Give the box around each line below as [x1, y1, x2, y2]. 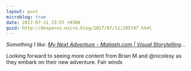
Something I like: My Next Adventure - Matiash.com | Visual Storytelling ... [6, 41, 186, 48]
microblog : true [6, 14, 46, 20]
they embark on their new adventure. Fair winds [6, 59, 123, 66]
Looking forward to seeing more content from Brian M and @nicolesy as [6, 52, 182, 59]
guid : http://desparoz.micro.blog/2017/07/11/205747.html [6, 25, 152, 31]
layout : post [6, 8, 38, 15]
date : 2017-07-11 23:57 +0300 [6, 19, 81, 25]
